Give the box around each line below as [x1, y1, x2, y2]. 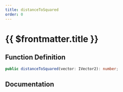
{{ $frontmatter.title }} [5, 33, 99, 45]
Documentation [5, 80, 55, 89]
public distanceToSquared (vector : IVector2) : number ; [5, 66, 119, 71]
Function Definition [5, 53, 66, 62]
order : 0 [5, 12, 23, 17]
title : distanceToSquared [5, 7, 59, 12]
